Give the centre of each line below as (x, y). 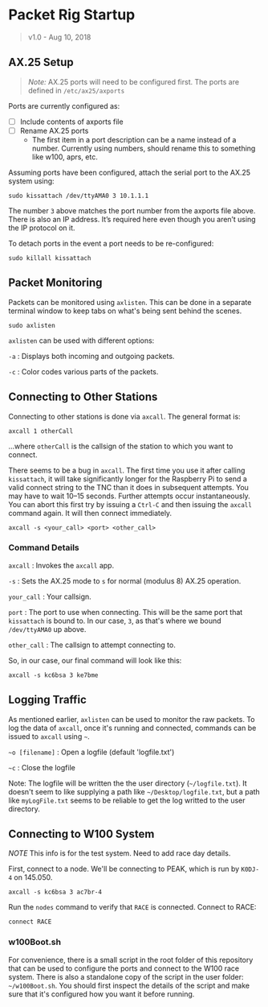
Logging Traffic (47, 700)
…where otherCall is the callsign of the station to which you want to (121, 446)
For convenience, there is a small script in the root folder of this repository (131, 960)
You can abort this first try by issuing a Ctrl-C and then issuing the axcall (130, 504)
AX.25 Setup (41, 62)
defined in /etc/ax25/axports (76, 90)
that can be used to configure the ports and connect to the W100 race (124, 968)
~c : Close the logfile (42, 767)
